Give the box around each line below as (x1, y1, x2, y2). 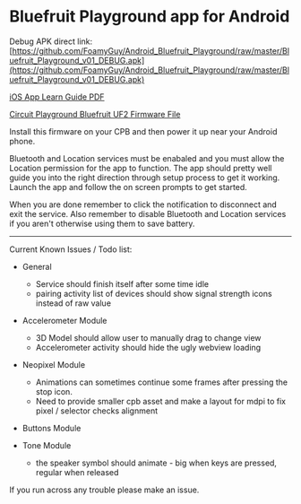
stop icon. (35, 386, 73, 396)
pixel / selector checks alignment (35, 405, 159, 416)
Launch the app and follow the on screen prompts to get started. (9, 181, 248, 192)
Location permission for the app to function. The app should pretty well (9, 162, 272, 173)
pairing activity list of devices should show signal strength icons (35, 288, 272, 299)
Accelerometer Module (21, 315, 107, 326)
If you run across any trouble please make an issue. (9, 484, 200, 495)
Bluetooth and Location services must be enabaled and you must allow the (9, 152, 285, 163)
